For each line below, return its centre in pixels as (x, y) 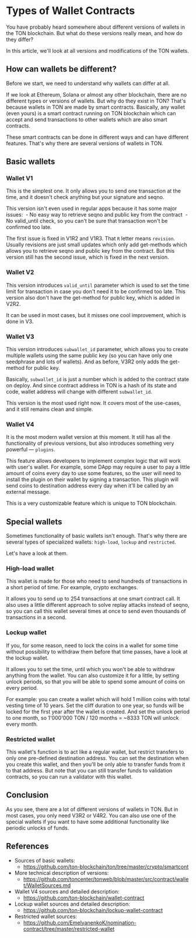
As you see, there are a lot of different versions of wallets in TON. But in (92, 809)
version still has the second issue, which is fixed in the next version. (87, 257)
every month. (22, 724)
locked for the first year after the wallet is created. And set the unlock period (98, 712)
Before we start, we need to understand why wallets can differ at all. (88, 83)
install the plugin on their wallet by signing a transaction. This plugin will (92, 480)
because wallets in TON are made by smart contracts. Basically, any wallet (95, 107)
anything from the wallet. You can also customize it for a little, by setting (93, 675)
